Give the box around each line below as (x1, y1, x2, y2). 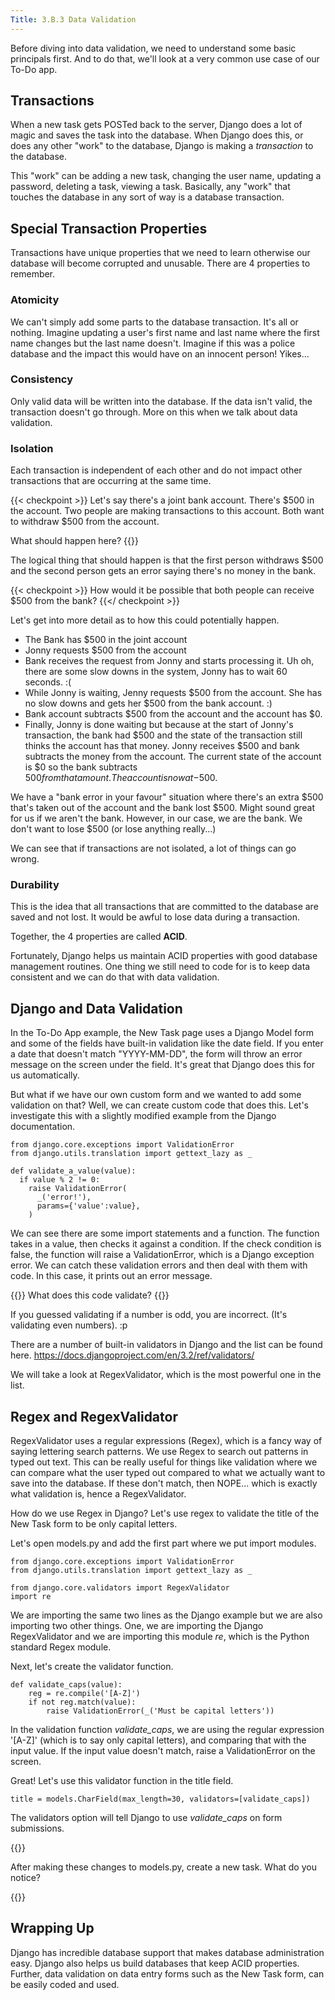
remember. (10, 268, 56, 280)
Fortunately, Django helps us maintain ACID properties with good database (10, 950, 318, 962)
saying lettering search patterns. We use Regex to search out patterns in (10, 1446, 309, 1458)
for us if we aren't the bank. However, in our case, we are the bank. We (10, 812, 303, 825)
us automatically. (10, 1069, 80, 1081)
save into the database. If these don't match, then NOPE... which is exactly (10, 1477, 318, 1490)
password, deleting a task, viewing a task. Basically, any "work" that (10, 181, 291, 193)
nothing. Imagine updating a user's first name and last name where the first (10, 326, 320, 338)
